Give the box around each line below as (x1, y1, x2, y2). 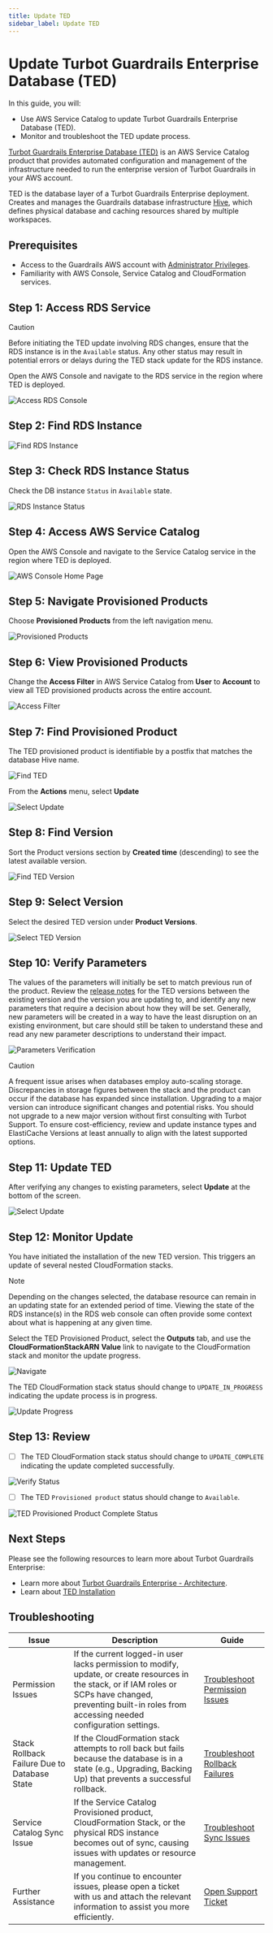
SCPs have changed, (73, 1688, 154, 1700)
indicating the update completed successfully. (19, 1460, 175, 1471)
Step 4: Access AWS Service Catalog (8, 525, 201, 539)
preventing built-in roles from (73, 1699, 187, 1710)
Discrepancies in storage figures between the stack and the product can (8, 1086, 251, 1095)
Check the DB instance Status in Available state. (8, 485, 172, 496)
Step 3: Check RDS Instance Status (8, 464, 189, 478)
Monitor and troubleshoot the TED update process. (19, 132, 191, 141)
